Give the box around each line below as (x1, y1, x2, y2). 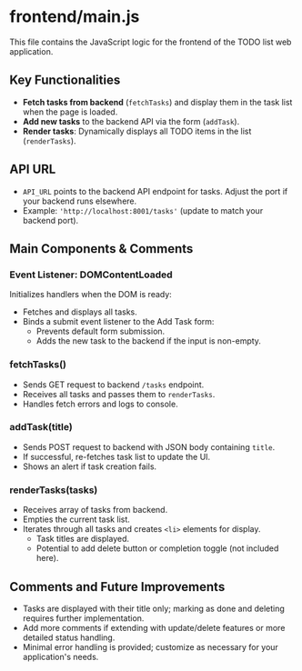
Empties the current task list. (22, 514, 130, 525)
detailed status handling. (22, 632, 116, 643)
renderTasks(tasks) (9, 484, 98, 496)
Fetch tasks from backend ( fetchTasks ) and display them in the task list (22, 96, 293, 107)
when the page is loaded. (22, 106, 118, 117)
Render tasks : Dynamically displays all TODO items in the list (22, 125, 252, 136)
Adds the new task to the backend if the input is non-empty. (35, 335, 262, 346)
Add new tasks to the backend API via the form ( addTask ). (22, 115, 240, 126)
